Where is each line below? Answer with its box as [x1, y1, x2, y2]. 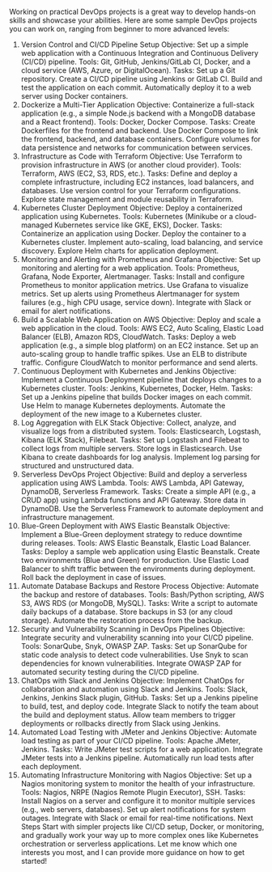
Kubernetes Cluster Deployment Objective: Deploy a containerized [20, 203, 243, 213]
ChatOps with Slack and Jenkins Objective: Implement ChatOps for [20, 675, 245, 685]
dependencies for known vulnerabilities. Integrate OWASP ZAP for [20, 658, 242, 668]
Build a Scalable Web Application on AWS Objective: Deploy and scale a [20, 315, 261, 324]
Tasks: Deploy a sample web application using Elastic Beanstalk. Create [20, 547, 261, 557]
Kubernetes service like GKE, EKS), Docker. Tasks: [54, 220, 223, 230]
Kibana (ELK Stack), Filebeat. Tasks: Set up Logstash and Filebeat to [20, 435, 250, 444]
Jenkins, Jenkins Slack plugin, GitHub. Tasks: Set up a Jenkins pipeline [20, 693, 258, 702]
